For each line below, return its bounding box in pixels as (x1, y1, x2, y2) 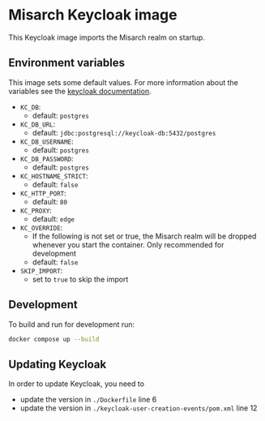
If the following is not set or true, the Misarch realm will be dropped (32, 231, 257, 241)
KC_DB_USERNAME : (19, 136, 75, 146)
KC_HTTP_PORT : (19, 188, 66, 198)
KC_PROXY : (19, 205, 53, 215)
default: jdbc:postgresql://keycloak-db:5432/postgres (32, 127, 216, 137)
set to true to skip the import (32, 274, 129, 284)
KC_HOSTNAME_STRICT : (19, 170, 88, 180)
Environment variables (8, 56, 126, 70)
